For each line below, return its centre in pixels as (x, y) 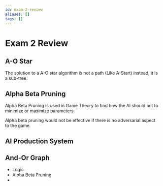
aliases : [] (17, 14)
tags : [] (14, 19)
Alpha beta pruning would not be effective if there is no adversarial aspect (80, 121)
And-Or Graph (28, 158)
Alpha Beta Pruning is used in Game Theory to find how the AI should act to (82, 106)
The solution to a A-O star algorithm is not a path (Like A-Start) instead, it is (81, 73)
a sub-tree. (16, 78)
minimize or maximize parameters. (40, 111)
